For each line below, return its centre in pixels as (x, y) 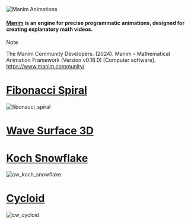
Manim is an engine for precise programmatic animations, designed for (95, 23)
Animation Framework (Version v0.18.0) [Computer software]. (81, 60)
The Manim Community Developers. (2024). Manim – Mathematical (88, 54)
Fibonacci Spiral (47, 91)
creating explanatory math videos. (50, 29)
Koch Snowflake (47, 158)
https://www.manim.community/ (45, 67)
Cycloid (26, 198)
